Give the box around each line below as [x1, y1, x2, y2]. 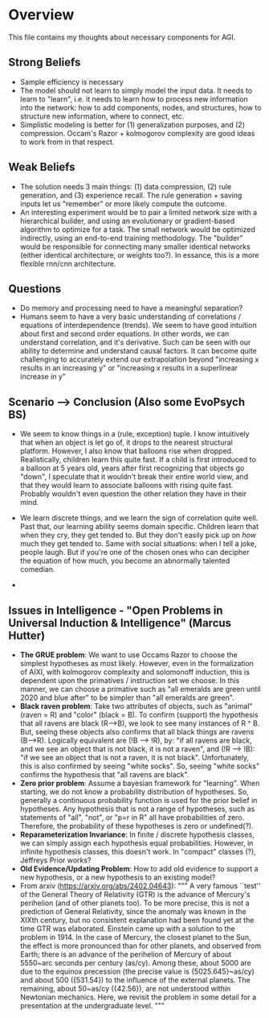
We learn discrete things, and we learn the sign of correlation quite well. [19, 513, 259, 523]
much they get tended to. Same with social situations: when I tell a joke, [19, 539, 257, 548]
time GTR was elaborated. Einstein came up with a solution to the [19, 924, 235, 933]
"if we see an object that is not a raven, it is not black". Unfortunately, [19, 753, 250, 762]
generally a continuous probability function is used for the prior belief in [19, 796, 258, 805]
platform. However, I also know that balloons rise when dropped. [19, 446, 234, 456]
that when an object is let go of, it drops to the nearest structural [19, 437, 233, 448]
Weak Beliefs [8, 160, 75, 174]
